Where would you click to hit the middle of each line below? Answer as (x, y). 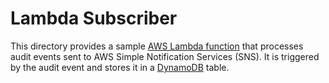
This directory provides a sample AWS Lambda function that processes (157, 46)
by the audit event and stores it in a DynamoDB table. (120, 67)
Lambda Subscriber (94, 18)
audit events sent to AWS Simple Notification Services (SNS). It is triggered (165, 56)
